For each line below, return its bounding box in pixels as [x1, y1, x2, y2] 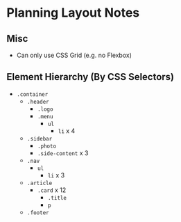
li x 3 [47, 171, 65, 179]
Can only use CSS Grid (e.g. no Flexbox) [16, 51, 132, 59]
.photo [37, 143, 57, 150]
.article [26, 180, 53, 187]
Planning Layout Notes [6, 5, 140, 21]
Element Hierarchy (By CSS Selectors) [6, 71, 175, 83]
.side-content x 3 [37, 148, 89, 157]
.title [47, 194, 67, 201]
